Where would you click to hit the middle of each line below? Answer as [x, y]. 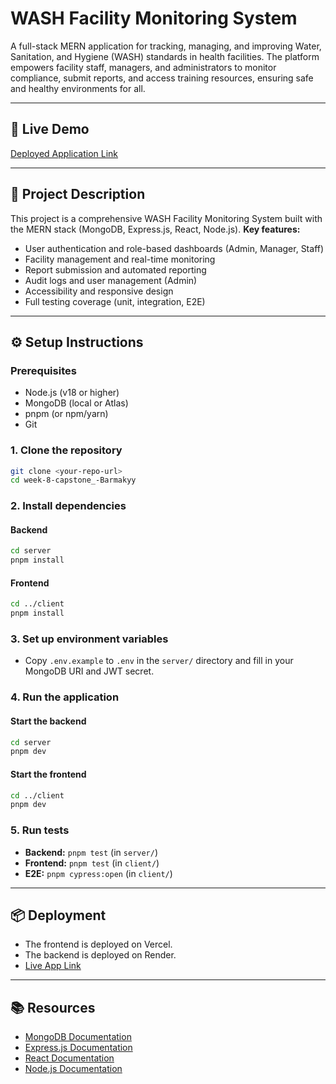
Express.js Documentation [78, 1048]
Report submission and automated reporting [115, 269]
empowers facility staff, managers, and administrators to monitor [143, 67]
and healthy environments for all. [78, 88]
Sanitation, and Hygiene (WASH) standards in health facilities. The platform [165, 56]
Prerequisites [43, 370]
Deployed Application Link [64, 153]
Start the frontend [48, 774]
